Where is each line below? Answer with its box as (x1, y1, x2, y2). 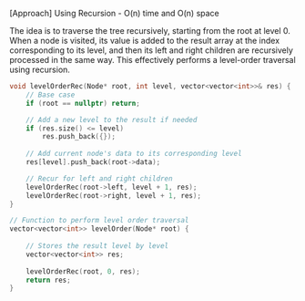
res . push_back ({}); (42, 132, 117, 141)
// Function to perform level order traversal (9, 216, 189, 225)
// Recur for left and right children (25, 173, 173, 183)
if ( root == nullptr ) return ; (25, 99, 141, 108)
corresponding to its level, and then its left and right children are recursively (9, 45, 294, 56)
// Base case (25, 90, 76, 99)
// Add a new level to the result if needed (25, 115, 198, 124)
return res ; (25, 275, 71, 285)
